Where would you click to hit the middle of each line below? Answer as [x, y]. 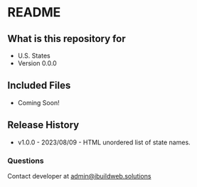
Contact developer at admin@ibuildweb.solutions [79, 176]
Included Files [39, 86]
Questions [26, 161]
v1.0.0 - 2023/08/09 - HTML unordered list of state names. [104, 142]
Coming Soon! [38, 102]
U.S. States [34, 55]
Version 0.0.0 [37, 63]
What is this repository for [66, 39]
